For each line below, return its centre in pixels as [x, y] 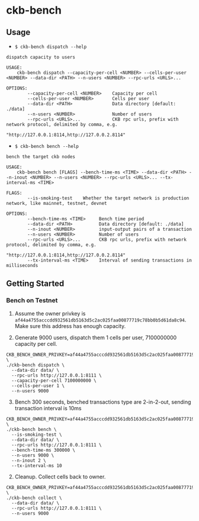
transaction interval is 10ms [48, 408]
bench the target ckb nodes [41, 157]
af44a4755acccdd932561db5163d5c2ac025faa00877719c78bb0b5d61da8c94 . [100, 320]
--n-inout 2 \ [29, 460]
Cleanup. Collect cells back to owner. [60, 477]
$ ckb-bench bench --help [46, 146]
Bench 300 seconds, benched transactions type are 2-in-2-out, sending [103, 402]
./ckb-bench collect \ [34, 498]
